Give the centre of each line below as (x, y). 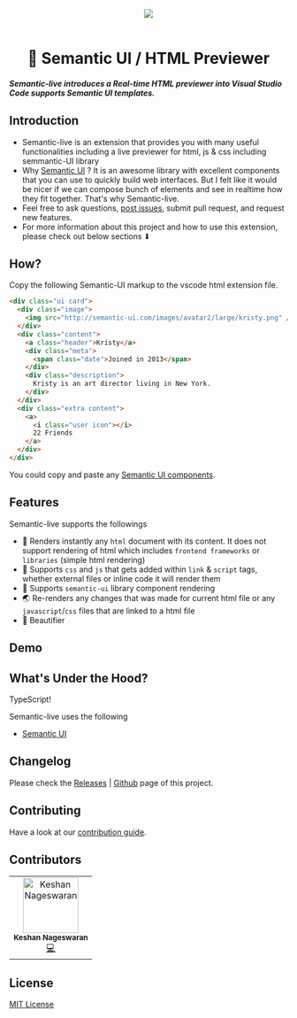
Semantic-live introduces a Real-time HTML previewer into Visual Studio (146, 83)
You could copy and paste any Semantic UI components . (112, 474)
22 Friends (53, 433)
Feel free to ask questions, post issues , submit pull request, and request (153, 208)
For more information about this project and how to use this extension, (150, 227)
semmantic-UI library (61, 161)
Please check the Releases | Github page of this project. (111, 783)
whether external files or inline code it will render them (121, 578)
